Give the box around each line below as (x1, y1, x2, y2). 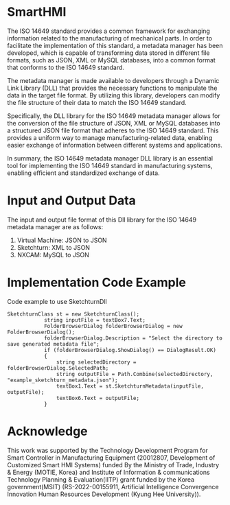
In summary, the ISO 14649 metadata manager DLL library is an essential (7, 154, 214, 162)
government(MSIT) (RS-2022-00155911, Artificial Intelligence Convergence (7, 482, 219, 491)
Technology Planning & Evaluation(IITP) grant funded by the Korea (7, 475, 194, 484)
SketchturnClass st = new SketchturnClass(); (7, 310, 139, 318)
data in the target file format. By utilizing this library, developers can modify (7, 91, 220, 99)
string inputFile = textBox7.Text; (43, 316, 146, 323)
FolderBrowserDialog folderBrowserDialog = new (43, 322, 183, 329)
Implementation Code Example (7, 275, 187, 290)
